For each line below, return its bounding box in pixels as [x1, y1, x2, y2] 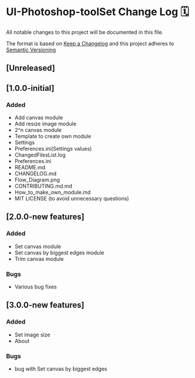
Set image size [14, 331, 51, 338]
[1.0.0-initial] [6, 83, 54, 93]
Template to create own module [14, 133, 91, 140]
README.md [14, 164, 46, 171]
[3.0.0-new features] [6, 300, 85, 310]
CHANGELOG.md [14, 170, 57, 177]
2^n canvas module [14, 127, 62, 134]
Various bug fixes [14, 283, 57, 290]
